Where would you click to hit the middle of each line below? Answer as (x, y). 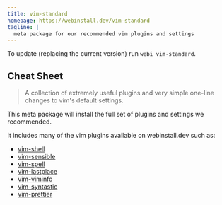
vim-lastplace (37, 172)
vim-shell (31, 149)
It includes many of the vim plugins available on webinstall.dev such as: (111, 136)
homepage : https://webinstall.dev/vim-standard (79, 20)
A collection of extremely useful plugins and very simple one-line (119, 93)
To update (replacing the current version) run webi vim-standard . (102, 54)
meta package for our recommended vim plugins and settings (104, 34)
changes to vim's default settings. (74, 100)
